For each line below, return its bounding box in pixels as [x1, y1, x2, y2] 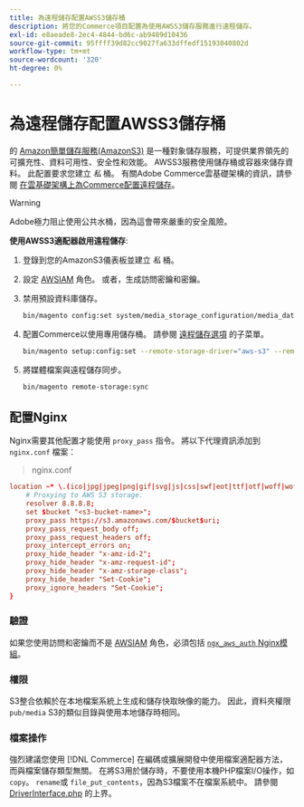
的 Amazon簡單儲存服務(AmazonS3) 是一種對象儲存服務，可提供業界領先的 [9, 145, 290, 156]
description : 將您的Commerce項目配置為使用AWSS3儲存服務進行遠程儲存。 [9, 22, 256, 31]
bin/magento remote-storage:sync [22, 382, 149, 391]
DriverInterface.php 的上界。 [9, 788, 117, 799]
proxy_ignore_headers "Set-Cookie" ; [25, 583, 165, 592]
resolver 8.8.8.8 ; [25, 499, 95, 508]
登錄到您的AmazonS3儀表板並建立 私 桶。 [22, 255, 179, 265]
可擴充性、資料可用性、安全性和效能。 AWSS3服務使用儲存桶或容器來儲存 [9, 156, 286, 168]
